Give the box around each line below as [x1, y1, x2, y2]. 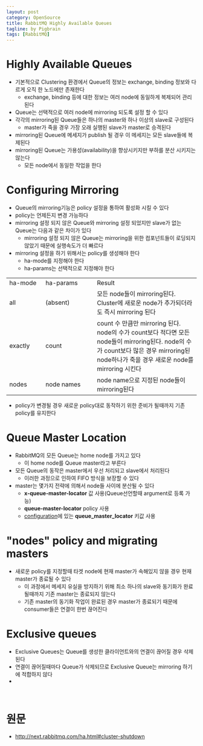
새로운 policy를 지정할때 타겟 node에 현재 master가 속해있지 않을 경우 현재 [14, 567, 192, 574]
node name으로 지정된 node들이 [97, 376, 186, 384]
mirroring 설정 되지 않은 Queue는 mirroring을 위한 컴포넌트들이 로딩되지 [24, 235, 196, 241]
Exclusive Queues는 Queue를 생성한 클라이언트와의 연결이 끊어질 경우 [14, 648, 182, 655]
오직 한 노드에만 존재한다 [26, 86, 85, 93]
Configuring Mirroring [6, 183, 119, 197]
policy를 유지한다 [14, 410, 56, 416]
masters [6, 547, 49, 561]
